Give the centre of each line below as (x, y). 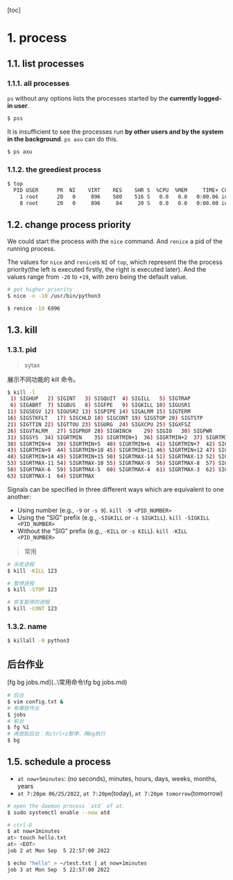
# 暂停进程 (21, 583)
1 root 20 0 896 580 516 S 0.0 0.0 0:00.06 (119, 197)
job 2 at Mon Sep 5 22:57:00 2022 (59, 851)
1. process (37, 38)
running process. (32, 249)
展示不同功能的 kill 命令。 (43, 379)
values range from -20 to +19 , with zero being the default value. (97, 277)
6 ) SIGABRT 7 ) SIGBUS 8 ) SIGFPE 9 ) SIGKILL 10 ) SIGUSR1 (100, 405)
